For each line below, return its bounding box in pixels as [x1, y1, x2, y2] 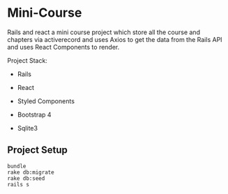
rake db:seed [7, 174, 45, 182]
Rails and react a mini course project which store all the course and [7, 28, 201, 36]
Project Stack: [7, 56, 47, 64]
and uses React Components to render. [7, 43, 120, 51]
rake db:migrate [7, 169, 54, 176]
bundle [7, 163, 26, 170]
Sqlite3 [17, 124, 38, 132]
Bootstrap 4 [17, 110, 52, 119]
